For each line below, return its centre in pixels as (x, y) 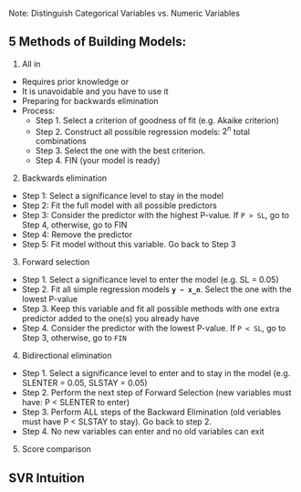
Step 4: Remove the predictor (77, 235)
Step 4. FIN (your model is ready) (98, 161)
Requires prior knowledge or (75, 81)
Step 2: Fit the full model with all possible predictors (119, 205)
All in (31, 64)
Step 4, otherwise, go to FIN (74, 225)
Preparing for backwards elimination (90, 100)
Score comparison (57, 449)
